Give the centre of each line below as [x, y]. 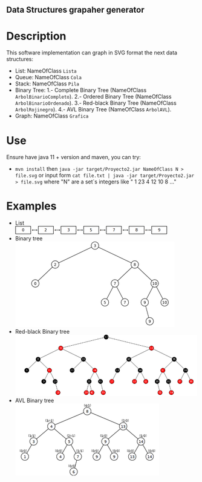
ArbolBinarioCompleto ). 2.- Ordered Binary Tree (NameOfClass [93, 97]
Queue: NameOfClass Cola [48, 78]
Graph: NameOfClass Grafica [52, 116]
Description [36, 36]
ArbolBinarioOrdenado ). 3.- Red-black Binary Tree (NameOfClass [96, 103]
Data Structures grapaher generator [75, 10]
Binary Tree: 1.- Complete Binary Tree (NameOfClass [81, 90]
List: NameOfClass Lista [46, 71]
